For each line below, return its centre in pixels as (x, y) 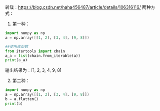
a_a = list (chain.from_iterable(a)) (43, 55)
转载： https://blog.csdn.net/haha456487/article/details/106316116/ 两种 (78, 7)
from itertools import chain (35, 51)
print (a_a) (16, 60)
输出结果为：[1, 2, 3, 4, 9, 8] (33, 70)
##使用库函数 (17, 46)
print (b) (14, 104)
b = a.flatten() (22, 99)
